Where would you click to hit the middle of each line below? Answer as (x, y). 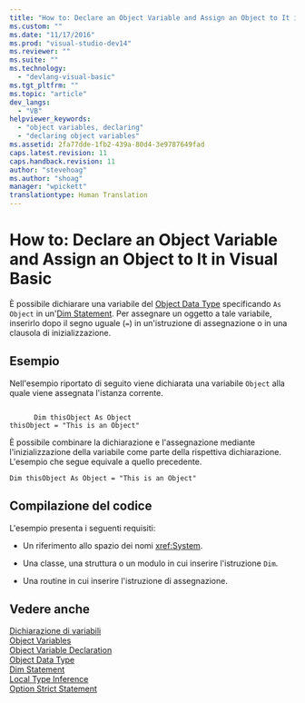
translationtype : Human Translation (79, 195)
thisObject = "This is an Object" (75, 425)
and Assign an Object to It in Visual (144, 259)
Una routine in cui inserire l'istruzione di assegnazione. (125, 580)
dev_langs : (30, 102)
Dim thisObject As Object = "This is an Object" (103, 478)
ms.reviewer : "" (40, 52)
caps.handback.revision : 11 (63, 161)
